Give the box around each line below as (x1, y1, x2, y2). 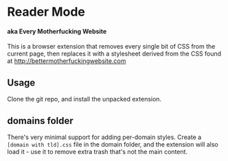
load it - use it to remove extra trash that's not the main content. (7, 148, 187, 156)
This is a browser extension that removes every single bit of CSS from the (7, 42, 216, 51)
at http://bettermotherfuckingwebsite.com (7, 57, 126, 65)
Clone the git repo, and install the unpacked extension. (7, 95, 162, 103)
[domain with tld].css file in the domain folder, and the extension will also (7, 140, 218, 149)
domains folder (7, 114, 73, 127)
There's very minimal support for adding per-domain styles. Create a (7, 133, 202, 141)
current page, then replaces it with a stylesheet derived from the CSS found (7, 49, 222, 58)
